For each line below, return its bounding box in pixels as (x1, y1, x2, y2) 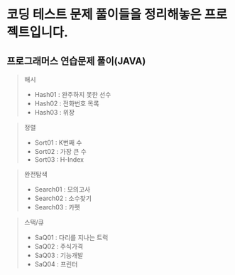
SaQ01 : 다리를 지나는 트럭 (34, 233, 109, 242)
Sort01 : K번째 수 (34, 138, 82, 147)
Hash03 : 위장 (34, 108, 75, 116)
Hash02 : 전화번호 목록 (34, 99, 100, 108)
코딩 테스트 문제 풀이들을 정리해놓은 (6, 6, 202, 23)
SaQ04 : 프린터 (34, 260, 78, 268)
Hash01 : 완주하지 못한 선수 (34, 90, 111, 98)
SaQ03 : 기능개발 (34, 251, 84, 259)
